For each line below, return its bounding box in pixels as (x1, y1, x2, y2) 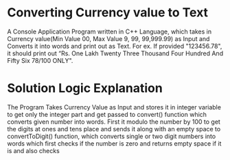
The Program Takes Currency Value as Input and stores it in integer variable (7, 103, 222, 111)
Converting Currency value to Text (7, 5, 208, 21)
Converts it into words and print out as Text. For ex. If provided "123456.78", (7, 42, 222, 50)
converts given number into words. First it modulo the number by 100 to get (7, 118, 221, 126)
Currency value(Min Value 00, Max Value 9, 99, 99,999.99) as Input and (7, 34, 210, 42)
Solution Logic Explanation (7, 81, 163, 96)
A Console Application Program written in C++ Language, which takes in (7, 27, 212, 36)
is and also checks (7, 146, 60, 155)
